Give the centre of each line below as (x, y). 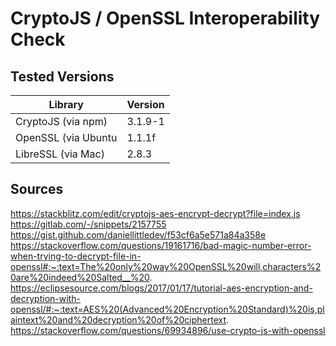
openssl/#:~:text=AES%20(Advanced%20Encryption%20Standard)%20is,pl (167, 309)
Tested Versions (62, 76)
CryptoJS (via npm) (61, 121)
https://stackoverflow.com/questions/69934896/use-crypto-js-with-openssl (168, 330)
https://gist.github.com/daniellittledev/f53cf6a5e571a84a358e (138, 234)
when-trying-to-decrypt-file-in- (76, 256)
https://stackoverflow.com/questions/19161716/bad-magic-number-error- (161, 245)
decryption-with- (45, 298)
